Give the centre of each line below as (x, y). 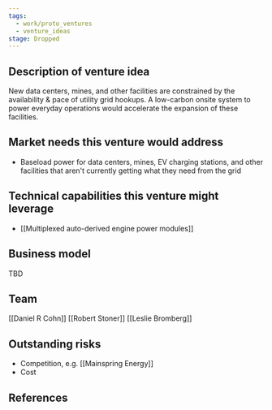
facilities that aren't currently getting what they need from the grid (131, 170)
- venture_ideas (43, 31)
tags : (17, 16)
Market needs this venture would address (116, 142)
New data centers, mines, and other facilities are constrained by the (122, 91)
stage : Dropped (34, 39)
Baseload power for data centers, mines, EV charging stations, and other (142, 162)
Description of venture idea (79, 71)
